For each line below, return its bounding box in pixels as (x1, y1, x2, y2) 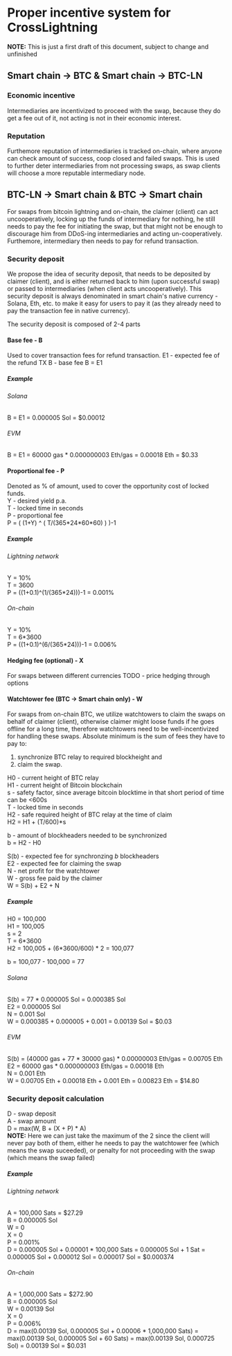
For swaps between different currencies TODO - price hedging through (7, 672, 210, 680)
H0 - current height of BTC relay (7, 774, 99, 782)
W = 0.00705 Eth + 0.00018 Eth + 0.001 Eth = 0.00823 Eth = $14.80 (7, 1076, 199, 1085)
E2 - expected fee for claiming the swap (7, 859, 122, 868)
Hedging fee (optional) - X (7, 656, 84, 664)
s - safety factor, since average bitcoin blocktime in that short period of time (7, 788, 224, 797)
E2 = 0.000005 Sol (7, 1002, 61, 1010)
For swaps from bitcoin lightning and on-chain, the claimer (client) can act (7, 207, 218, 215)
